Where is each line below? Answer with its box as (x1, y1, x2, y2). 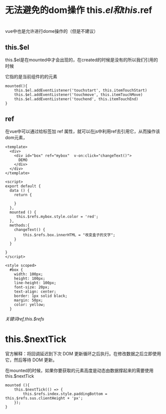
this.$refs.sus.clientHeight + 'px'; (5, 396, 83, 401)
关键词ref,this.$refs (5, 316, 45, 321)
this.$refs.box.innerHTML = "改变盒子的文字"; (23, 232, 115, 237)
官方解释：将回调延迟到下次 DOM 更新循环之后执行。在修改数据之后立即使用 (5, 350, 162, 356)
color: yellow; (14, 302, 46, 307)
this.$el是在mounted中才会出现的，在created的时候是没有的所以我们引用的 (5, 57, 158, 63)
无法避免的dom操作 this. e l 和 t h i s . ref (5, 4, 153, 16)
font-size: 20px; (14, 285, 50, 290)
